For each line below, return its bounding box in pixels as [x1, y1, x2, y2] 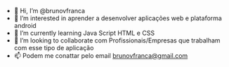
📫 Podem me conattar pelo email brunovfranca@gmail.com [13, 52, 188, 59]
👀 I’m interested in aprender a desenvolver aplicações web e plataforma [13, 14, 223, 22]
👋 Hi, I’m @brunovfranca [13, 7, 86, 15]
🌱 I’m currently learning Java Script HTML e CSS [13, 29, 155, 37]
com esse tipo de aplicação [13, 44, 94, 52]
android [13, 22, 37, 29]
